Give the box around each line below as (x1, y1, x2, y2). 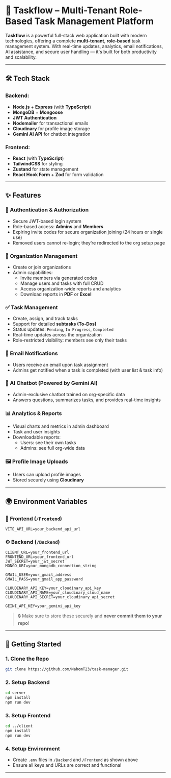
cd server (5, 690, 26, 696)
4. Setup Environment (5, 745, 60, 752)
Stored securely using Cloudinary (12, 477, 84, 483)
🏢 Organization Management (5, 252, 78, 259)
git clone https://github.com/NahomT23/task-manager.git (5, 667, 129, 672)
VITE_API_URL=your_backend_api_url (5, 527, 81, 532)
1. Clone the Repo (5, 655, 49, 662)
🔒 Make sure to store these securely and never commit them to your (17, 613, 162, 619)
